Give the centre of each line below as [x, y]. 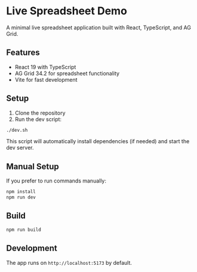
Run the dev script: [38, 119]
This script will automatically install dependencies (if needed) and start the [98, 141]
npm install [21, 192]
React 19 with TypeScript [45, 67]
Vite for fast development [46, 79]
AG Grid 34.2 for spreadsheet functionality [67, 73]
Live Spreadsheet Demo [67, 11]
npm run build [24, 230]
